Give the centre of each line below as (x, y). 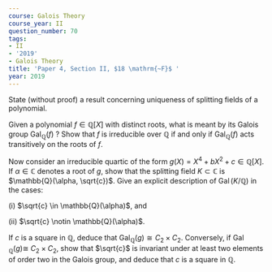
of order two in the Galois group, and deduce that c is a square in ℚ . (122, 259)
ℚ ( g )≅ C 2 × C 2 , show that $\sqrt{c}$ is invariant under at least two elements (136, 249)
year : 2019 (27, 76)
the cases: (26, 190)
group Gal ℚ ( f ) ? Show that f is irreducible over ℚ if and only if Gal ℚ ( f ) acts (131, 135)
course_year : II (36, 24)
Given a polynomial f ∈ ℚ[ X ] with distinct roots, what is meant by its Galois (134, 124)
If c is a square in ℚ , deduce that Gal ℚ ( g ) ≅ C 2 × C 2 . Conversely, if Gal (126, 239)
